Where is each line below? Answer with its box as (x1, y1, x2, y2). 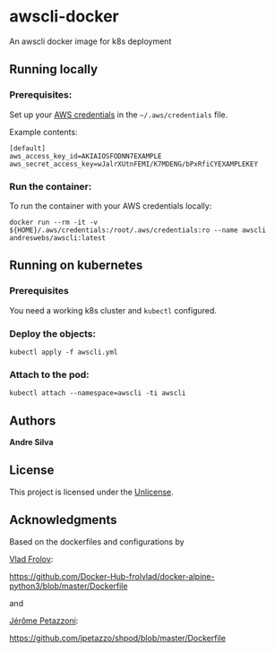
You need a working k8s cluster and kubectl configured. (9, 305, 218, 315)
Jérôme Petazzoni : (9, 615, 79, 626)
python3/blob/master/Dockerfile (9, 580, 128, 591)
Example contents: (9, 126, 78, 137)
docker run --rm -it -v (9, 218, 99, 227)
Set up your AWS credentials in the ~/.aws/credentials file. (9, 109, 228, 120)
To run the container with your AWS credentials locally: (9, 200, 212, 211)
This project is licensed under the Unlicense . (9, 486, 175, 497)
